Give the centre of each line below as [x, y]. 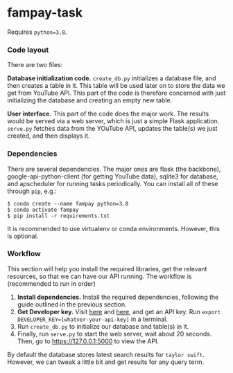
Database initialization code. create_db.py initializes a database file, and [112, 78]
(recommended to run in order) [51, 283]
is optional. [23, 236]
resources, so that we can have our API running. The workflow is [100, 276]
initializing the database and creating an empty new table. [90, 100]
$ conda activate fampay [43, 210]
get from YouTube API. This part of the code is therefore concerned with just [116, 93]
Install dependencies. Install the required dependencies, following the [118, 297]
